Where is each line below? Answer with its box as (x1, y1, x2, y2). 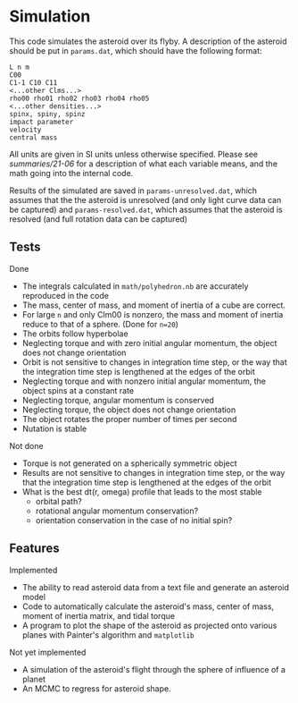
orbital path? (35, 495, 82, 506)
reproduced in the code (21, 290, 110, 301)
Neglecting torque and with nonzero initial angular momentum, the (21, 376, 266, 386)
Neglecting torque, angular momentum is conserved (21, 394, 214, 405)
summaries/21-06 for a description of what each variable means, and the (9, 158, 278, 169)
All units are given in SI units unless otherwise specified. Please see (9, 148, 259, 159)
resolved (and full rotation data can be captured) (9, 213, 188, 224)
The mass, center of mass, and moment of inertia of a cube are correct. (21, 300, 286, 310)
